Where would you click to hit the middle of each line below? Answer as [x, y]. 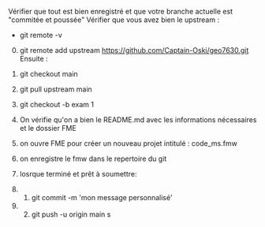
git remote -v [41, 35]
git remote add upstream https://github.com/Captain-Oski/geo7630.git [134, 50]
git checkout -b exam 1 [57, 104]
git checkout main [49, 74]
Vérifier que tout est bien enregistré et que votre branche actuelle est [121, 11]
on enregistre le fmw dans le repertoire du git [93, 158]
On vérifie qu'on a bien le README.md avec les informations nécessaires [138, 120]
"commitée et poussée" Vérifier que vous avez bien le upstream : [114, 20]
